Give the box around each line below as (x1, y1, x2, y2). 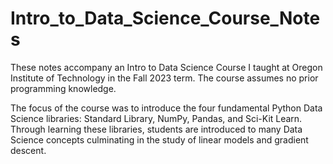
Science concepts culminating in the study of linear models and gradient (10, 133, 309, 146)
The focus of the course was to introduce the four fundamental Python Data (10, 102, 323, 114)
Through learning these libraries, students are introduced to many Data (10, 123, 303, 135)
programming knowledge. (10, 82, 117, 94)
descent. (10, 144, 47, 156)
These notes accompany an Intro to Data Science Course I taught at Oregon (10, 61, 323, 73)
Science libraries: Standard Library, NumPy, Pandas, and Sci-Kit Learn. (10, 112, 303, 124)
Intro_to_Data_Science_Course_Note (10, 7, 321, 30)
